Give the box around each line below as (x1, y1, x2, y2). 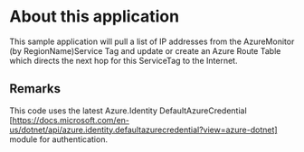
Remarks (9, 81, 62, 96)
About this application (9, 6, 179, 27)
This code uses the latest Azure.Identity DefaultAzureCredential (9, 105, 247, 116)
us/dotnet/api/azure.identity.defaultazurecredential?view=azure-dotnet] (9, 124, 278, 135)
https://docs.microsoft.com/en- (12, 114, 129, 125)
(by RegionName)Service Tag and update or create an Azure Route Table (9, 45, 281, 56)
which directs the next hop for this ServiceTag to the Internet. (9, 55, 238, 66)
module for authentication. (9, 133, 109, 145)
